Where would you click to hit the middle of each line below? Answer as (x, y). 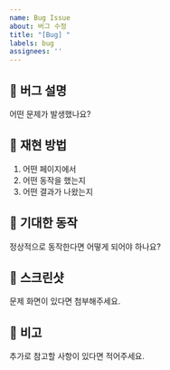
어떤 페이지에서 (49, 169)
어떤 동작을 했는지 (54, 180)
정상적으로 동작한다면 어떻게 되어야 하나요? (85, 247)
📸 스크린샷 (37, 277)
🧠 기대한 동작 (44, 223)
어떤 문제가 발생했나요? (50, 113)
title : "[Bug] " (40, 34)
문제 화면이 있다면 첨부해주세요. (65, 301)
